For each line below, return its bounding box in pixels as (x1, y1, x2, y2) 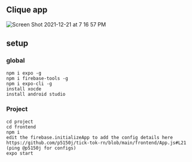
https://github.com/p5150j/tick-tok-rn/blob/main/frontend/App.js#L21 (6, 140, 187, 146)
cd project (6, 119, 34, 125)
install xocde (6, 86, 42, 92)
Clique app (6, 5, 48, 15)
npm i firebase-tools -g (6, 75, 68, 81)
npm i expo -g (6, 70, 42, 76)
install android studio (6, 91, 66, 97)
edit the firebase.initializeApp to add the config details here (6, 134, 173, 140)
